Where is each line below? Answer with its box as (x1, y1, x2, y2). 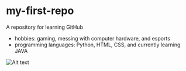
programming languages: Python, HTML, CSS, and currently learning (14, 41, 181, 48)
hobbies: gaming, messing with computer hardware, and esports (14, 35, 171, 42)
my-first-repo (6, 4, 74, 18)
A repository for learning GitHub (6, 23, 84, 31)
